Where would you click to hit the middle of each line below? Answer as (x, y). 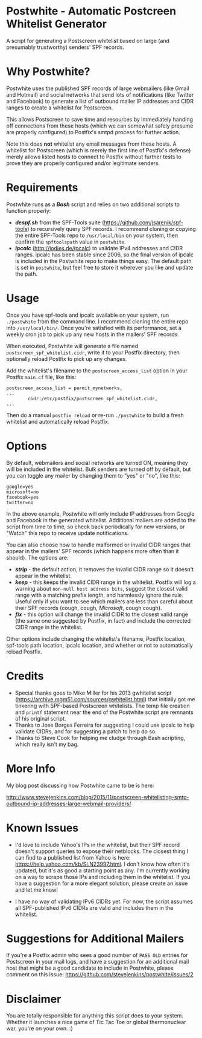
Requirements (42, 188)
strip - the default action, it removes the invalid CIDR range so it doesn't (104, 569)
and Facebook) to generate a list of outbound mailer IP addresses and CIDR (100, 101)
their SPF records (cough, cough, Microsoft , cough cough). (88, 608)
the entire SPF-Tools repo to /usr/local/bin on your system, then (96, 235)
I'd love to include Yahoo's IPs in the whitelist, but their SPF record (97, 845)
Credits (25, 676)
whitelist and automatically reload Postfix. (58, 421)
